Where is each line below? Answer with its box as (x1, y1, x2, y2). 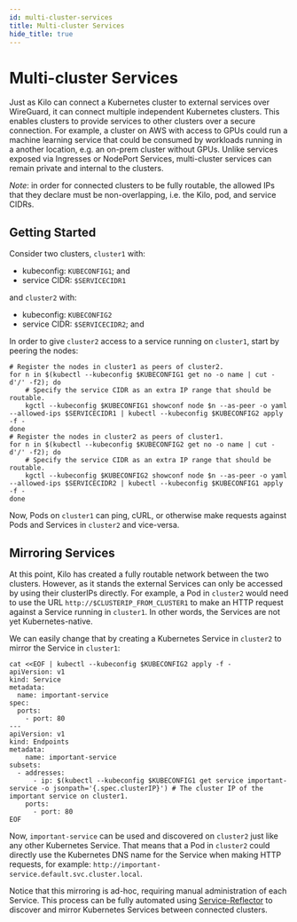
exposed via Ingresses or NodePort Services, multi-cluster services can (9, 154, 272, 164)
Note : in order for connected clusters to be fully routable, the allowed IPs (9, 180, 275, 191)
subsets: (9, 760, 42, 769)
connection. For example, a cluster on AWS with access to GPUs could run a (9, 125, 288, 136)
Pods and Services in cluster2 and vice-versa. (9, 520, 180, 531)
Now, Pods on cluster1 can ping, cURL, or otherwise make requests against (9, 510, 287, 521)
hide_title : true (9, 29, 74, 38)
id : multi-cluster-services (9, 12, 113, 22)
